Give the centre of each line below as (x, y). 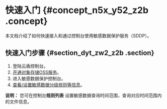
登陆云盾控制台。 (30, 66)
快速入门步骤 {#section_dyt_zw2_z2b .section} (80, 53)
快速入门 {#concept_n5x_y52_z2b (77, 10)
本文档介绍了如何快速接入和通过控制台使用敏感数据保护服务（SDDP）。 (78, 35)
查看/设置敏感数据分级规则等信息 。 (49, 84)
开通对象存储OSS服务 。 (37, 72)
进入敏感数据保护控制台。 (39, 78)
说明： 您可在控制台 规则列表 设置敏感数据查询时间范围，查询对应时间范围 (81, 95)
